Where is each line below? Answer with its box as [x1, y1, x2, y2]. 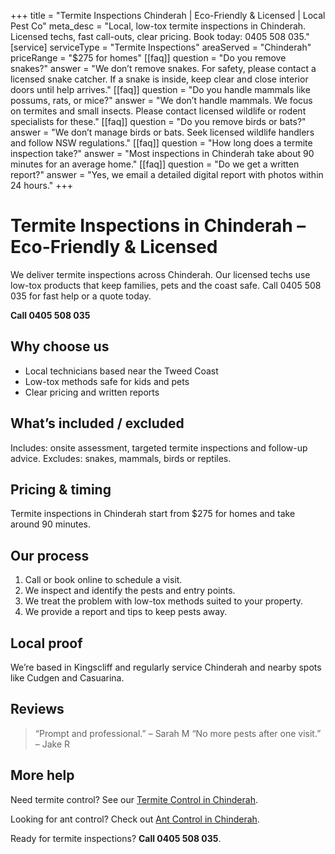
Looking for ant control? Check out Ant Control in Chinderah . [10, 813, 260, 825]
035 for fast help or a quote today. [10, 290, 152, 302]
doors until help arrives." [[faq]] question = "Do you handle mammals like [10, 84, 311, 95]
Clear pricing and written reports [24, 386, 160, 398]
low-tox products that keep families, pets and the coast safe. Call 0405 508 [10, 279, 322, 291]
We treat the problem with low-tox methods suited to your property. [24, 595, 304, 607]
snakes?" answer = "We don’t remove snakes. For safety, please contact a [10, 63, 317, 74]
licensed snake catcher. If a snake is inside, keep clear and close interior [10, 73, 309, 85]
